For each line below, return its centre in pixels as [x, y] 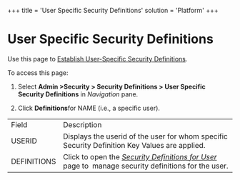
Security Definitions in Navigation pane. [78, 94]
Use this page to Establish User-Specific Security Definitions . [97, 59]
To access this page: [38, 72]
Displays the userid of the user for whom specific [146, 136]
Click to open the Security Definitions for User [140, 156]
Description [82, 124]
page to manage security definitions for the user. [146, 166]
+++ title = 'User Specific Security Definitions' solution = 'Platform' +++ [113, 10]
